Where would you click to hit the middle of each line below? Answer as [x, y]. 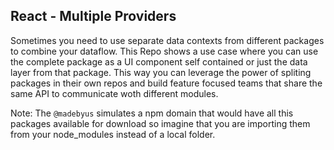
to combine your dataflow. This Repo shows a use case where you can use [164, 51]
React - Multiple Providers [93, 16]
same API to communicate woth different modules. [114, 93]
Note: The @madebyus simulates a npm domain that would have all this [152, 113]
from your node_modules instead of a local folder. [113, 134]
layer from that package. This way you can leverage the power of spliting [161, 72]
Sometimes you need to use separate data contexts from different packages [167, 40]
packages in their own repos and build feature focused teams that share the [166, 83]
